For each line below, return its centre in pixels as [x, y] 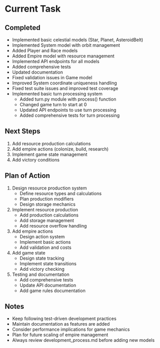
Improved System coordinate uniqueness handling [65, 83]
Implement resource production [45, 209]
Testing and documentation [41, 274]
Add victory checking [42, 269]
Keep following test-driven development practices [64, 319]
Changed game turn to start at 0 [53, 104]
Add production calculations [49, 215]
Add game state [29, 252]
